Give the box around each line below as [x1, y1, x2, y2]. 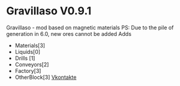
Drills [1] [14, 54, 35, 62]
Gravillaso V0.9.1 [6, 4, 92, 18]
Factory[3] [14, 67, 41, 74]
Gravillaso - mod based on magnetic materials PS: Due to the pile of [6, 24, 174, 31]
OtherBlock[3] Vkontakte [14, 73, 77, 81]
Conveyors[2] [14, 61, 49, 68]
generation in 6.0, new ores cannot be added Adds [6, 30, 132, 37]
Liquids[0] [14, 48, 41, 55]
